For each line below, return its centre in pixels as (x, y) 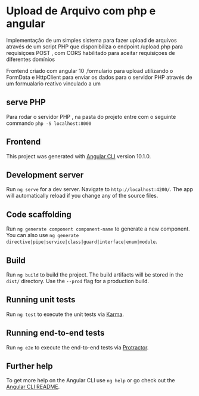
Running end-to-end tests (55, 333)
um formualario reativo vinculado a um (54, 83)
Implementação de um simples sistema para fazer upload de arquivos (91, 40)
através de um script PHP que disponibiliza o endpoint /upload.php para (95, 47)
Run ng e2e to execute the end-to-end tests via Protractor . (77, 347)
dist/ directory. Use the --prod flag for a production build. (77, 281)
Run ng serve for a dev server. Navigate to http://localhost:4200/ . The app (100, 189)
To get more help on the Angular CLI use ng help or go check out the (91, 380)
